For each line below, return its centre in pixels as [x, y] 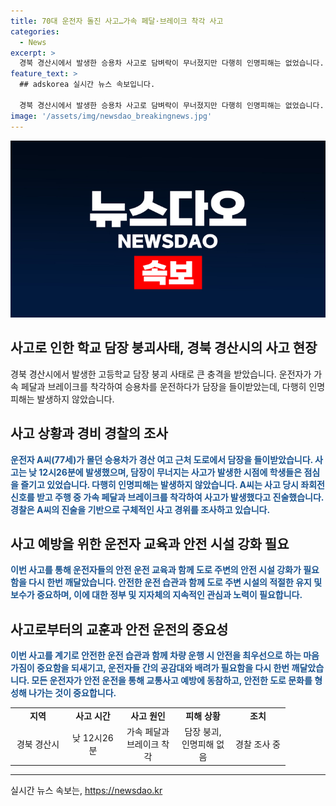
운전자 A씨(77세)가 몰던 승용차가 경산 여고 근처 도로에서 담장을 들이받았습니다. [161, 459]
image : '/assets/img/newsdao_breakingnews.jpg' [111, 116]
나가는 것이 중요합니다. [72, 693]
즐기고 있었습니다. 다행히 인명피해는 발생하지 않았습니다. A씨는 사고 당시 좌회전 [172, 484]
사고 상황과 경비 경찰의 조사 [89, 433]
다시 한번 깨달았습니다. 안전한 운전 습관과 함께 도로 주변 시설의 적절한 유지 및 [175, 582]
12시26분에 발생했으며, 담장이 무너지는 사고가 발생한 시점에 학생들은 [170, 472]
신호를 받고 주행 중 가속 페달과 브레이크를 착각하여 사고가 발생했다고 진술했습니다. [167, 497]
